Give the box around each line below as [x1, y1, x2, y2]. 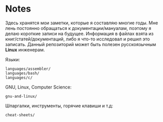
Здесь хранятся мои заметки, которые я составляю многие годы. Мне [5, 20, 158, 26]
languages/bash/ [5, 70, 39, 76]
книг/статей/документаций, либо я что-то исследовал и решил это [5, 36, 150, 42]
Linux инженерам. [5, 47, 45, 53]
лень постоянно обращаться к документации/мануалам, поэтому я [5, 25, 151, 31]
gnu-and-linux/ [5, 94, 37, 99]
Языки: [5, 56, 20, 62]
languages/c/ [5, 75, 33, 80]
